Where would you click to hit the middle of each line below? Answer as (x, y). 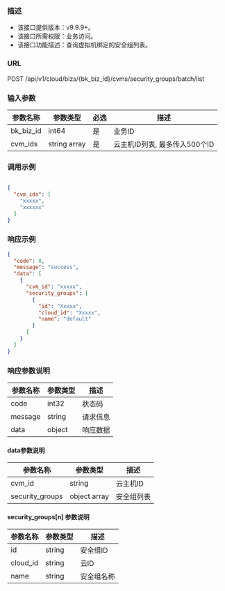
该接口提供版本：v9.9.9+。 (56, 28)
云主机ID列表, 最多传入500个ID (164, 144)
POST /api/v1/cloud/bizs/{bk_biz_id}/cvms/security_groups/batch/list (106, 79)
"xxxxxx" (32, 207)
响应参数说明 (29, 371)
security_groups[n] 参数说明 (49, 516)
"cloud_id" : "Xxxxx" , (69, 313)
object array (89, 496)
